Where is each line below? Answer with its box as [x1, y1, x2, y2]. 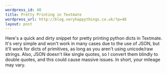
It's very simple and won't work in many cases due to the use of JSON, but [5, 41, 160, 47]
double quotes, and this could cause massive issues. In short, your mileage [5, 56, 160, 63]
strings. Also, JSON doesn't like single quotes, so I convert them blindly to [5, 51, 158, 57]
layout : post [5, 21, 33, 27]
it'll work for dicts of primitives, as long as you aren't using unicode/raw [5, 46, 153, 52]
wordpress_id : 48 [5, 7, 42, 13]
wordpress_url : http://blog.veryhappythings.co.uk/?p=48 [5, 17, 127, 22]
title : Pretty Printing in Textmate [5, 12, 82, 17]
